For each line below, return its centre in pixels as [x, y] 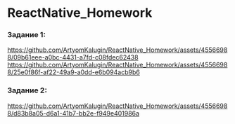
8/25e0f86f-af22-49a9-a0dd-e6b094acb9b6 [74, 72]
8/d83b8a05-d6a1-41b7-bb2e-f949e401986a [73, 113]
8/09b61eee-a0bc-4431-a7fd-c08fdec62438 [73, 57]
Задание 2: [27, 90]
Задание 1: [26, 35]
